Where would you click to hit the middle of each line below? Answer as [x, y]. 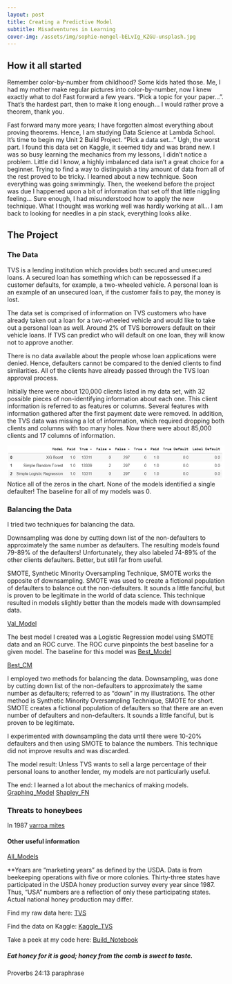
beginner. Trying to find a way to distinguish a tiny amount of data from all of [116, 169]
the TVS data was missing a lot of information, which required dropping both [116, 421]
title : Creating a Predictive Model [60, 22]
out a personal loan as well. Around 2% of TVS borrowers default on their [112, 327]
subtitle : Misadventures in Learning [61, 29]
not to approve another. [40, 342]
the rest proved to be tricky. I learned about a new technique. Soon [103, 177]
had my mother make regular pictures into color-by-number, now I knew [109, 89]
